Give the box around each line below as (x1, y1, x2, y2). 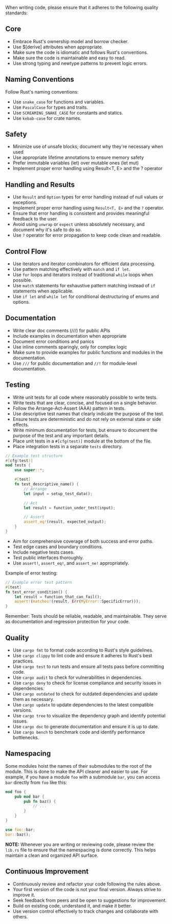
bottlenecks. (12, 734, 39, 741)
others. (12, 913, 28, 919)
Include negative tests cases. (12, 549, 75, 555)
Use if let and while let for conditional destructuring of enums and (12, 293, 159, 300)
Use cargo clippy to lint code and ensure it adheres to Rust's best (12, 653, 153, 658)
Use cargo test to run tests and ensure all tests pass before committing (12, 663, 164, 670)
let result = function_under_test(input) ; (24, 505, 116, 510)
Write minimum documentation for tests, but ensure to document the (12, 427, 158, 433)
